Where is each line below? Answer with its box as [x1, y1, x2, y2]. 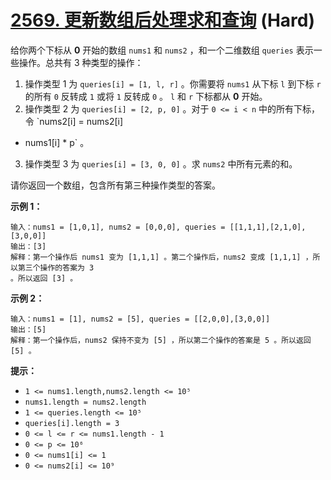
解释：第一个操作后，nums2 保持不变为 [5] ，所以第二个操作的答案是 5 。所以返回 [10, 335, 312, 345]
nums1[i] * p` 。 [24, 136, 90, 148]
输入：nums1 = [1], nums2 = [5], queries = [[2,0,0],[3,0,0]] [10, 314, 271, 324]
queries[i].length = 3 [24, 418, 120, 428]
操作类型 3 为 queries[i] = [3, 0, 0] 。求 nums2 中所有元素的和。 [24, 157, 298, 170]
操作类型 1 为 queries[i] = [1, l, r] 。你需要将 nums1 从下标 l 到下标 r [24, 77, 322, 90]
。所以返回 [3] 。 [10, 273, 78, 283]
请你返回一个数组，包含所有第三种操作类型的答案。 [10, 179, 221, 191]
